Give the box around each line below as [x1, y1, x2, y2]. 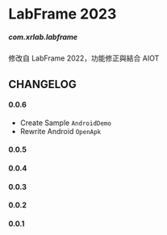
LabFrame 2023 [8, 5, 117, 23]
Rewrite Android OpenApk [19, 126, 102, 136]
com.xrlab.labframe [8, 31, 78, 41]
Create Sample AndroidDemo [19, 118, 111, 128]
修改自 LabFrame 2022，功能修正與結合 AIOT [8, 53, 160, 63]
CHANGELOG [8, 78, 77, 91]
